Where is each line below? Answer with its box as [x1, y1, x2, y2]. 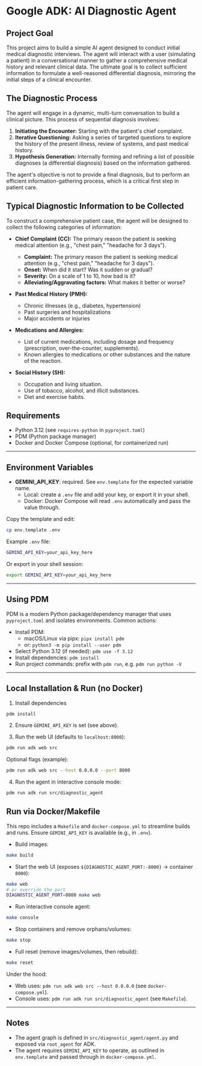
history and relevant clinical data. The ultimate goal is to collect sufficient [6, 63, 188, 70]
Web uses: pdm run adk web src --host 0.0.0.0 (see [14, 982, 147, 989]
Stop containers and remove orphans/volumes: [14, 925, 132, 933]
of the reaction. [23, 357, 62, 364]
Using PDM [6, 594, 49, 605]
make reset [6, 960, 34, 966]
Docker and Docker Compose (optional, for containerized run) [14, 439, 169, 446]
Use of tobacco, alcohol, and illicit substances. [23, 386, 140, 394]
